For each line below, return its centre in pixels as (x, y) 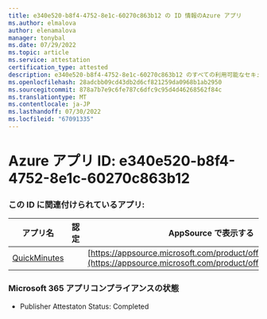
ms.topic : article (39, 53)
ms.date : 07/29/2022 (43, 45)
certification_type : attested (58, 68)
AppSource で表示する (211, 233)
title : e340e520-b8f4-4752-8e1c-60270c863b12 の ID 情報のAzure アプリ (125, 16)
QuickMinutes (38, 258)
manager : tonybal (37, 38)
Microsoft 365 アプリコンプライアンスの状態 (94, 289)
